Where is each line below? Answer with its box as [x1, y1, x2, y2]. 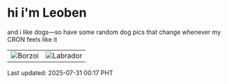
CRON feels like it [7, 35, 58, 43]
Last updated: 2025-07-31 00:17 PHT [7, 68, 113, 77]
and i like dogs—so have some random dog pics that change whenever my [7, 28, 221, 36]
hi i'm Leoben [7, 5, 87, 21]
